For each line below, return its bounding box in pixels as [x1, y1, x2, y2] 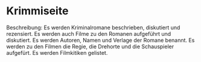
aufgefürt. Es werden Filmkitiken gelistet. [6, 49, 108, 56]
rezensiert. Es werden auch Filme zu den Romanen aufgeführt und [6, 30, 171, 37]
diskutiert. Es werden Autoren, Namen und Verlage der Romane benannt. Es [6, 36, 195, 44]
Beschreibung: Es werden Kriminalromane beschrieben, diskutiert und [6, 24, 180, 31]
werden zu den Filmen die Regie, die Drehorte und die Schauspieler [6, 43, 174, 50]
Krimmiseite [6, 4, 69, 18]
